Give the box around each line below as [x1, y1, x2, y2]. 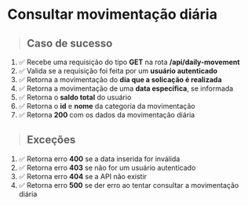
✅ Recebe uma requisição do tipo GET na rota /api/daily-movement [18, 57, 240, 67]
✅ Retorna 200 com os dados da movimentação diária [18, 110, 195, 119]
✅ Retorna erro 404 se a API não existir [18, 171, 147, 181]
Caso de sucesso [26, 37, 113, 50]
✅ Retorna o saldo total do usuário [18, 92, 132, 102]
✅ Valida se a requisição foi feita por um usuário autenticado [18, 67, 217, 75]
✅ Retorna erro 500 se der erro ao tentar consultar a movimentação [18, 180, 239, 189]
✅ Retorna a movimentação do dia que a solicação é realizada [18, 75, 222, 84]
